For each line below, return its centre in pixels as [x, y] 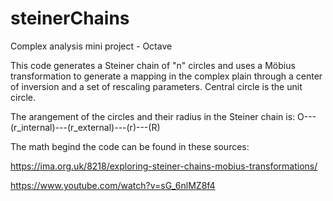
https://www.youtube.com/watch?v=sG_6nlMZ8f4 [113, 185]
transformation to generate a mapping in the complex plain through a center [166, 76]
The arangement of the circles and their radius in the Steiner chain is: [153, 116]
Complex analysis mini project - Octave [91, 46]
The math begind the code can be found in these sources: [130, 146]
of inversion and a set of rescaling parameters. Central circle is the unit [156, 86]
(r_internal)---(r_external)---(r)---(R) [85, 127]
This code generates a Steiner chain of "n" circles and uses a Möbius [153, 65]
